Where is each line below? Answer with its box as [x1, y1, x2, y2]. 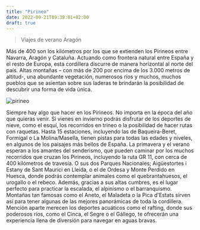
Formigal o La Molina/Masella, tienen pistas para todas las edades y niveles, [6, 134, 193, 142]
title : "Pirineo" [6, 8, 49, 15]
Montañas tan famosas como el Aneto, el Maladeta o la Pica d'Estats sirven [6, 192, 190, 199]
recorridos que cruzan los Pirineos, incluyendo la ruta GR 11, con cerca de [6, 154, 187, 161]
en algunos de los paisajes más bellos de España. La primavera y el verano [6, 141, 190, 148]
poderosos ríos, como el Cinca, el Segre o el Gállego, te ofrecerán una [6, 210, 179, 218]
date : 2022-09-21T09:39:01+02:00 [6, 14, 89, 20]
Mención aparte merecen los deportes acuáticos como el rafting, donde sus [6, 204, 192, 211]
